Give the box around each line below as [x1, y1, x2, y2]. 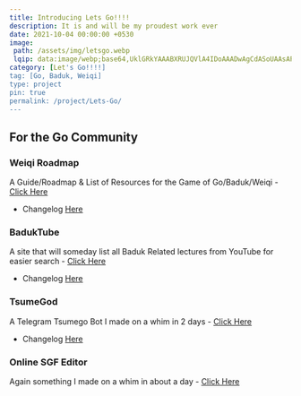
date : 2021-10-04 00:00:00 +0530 [9, 30, 134, 39]
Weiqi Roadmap [9, 156, 80, 168]
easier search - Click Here [9, 256, 106, 267]
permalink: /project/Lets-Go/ [9, 96, 123, 106]
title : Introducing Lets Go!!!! [9, 13, 130, 22]
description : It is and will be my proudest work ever [9, 22, 219, 30]
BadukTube [9, 226, 60, 238]
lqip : [13, 55, 34, 64]
